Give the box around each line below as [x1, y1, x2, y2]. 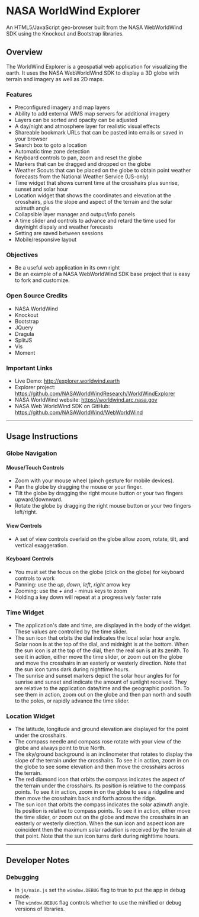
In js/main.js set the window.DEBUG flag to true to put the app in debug [14, 887, 185, 894]
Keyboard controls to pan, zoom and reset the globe [14, 154, 142, 161]
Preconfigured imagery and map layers [14, 104, 111, 111]
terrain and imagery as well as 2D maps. [6, 75, 105, 82]
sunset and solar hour [14, 185, 68, 193]
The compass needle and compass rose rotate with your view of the [14, 738, 182, 745]
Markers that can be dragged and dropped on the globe [14, 161, 151, 168]
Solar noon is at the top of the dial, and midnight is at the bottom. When [14, 641, 190, 648]
